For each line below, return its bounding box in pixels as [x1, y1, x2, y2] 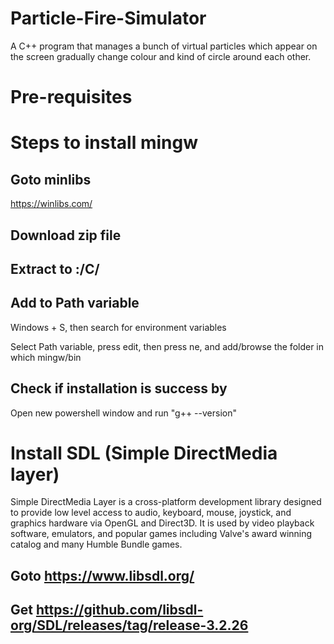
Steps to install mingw [10, 132, 198, 154]
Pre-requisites [10, 86, 133, 109]
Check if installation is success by [10, 380, 228, 397]
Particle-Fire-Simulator [10, 7, 207, 30]
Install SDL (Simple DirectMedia [10, 442, 278, 464]
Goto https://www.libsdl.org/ [10, 567, 195, 584]
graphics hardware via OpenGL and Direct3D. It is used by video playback [10, 517, 315, 529]
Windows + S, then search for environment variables [10, 321, 227, 333]
